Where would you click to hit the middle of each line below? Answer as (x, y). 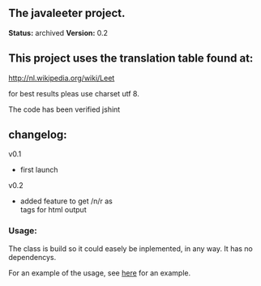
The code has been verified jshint (64, 109)
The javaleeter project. (67, 13)
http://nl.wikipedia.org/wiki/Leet (62, 78)
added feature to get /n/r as (66, 201)
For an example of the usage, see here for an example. (100, 273)
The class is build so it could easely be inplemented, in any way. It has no (131, 248)
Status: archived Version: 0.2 (58, 32)
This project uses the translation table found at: (131, 59)
